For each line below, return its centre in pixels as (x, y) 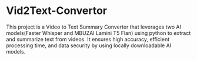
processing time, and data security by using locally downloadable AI (89, 45)
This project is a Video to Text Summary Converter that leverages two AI (94, 27)
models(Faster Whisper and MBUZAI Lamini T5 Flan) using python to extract (98, 33)
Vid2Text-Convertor (57, 11)
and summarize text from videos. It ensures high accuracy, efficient (88, 39)
